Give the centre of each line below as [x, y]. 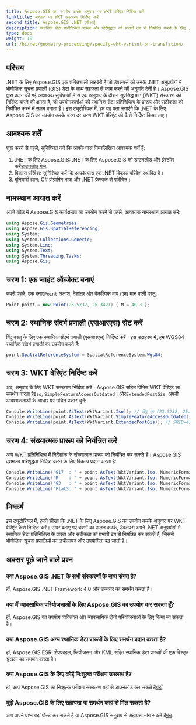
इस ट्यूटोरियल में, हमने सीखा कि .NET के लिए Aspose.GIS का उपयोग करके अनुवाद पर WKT [96, 521]
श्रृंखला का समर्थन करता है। [32, 659]
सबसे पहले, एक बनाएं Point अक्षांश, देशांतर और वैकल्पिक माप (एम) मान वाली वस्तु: [82, 294]
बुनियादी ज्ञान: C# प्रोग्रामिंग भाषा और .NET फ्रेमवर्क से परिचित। [73, 179]
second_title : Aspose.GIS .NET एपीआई [51, 22]
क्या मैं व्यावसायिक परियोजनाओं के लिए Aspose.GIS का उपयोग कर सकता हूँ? [90, 604]
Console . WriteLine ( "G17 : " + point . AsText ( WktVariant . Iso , [82, 472]
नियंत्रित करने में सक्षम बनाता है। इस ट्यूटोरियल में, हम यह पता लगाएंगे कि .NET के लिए [86, 108]
